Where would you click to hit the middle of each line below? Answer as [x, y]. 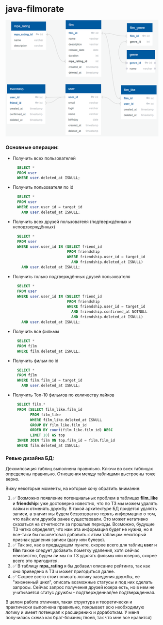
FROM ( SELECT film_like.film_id [50, 409]
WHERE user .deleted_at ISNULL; [49, 178]
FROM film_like [46, 415]
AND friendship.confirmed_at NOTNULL [109, 312]
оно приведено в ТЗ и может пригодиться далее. [64, 571]
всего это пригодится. [35, 561]
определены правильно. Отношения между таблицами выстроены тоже [81, 474]
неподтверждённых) [34, 227]
